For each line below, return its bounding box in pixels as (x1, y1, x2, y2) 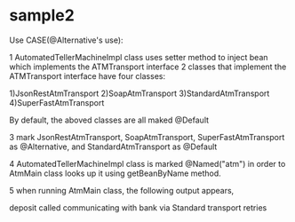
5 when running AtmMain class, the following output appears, (9, 185, 235, 195)
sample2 (9, 5, 76, 26)
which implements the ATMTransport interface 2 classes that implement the (9, 61, 287, 72)
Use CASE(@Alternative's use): (9, 35, 124, 45)
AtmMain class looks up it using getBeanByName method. (9, 168, 222, 178)
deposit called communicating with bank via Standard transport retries (9, 202, 267, 213)
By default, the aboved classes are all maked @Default (9, 115, 210, 125)
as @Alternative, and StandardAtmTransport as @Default (9, 141, 218, 152)
